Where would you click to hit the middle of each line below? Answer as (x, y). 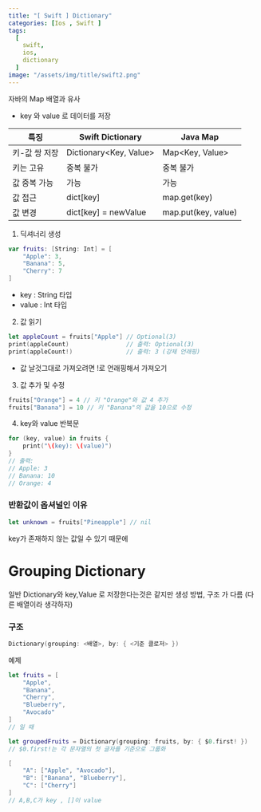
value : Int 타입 (43, 305)
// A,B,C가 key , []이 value (55, 800)
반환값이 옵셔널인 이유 (48, 505)
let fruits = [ (34, 675)
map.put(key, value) (200, 212)
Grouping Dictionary (77, 571)
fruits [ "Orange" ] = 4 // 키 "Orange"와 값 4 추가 (88, 400)
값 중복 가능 (33, 183)
